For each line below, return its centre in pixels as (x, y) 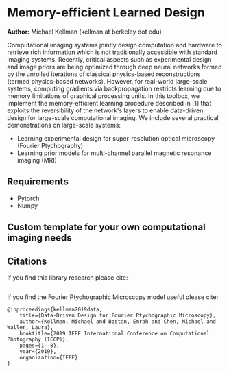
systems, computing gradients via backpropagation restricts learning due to (114, 88)
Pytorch (28, 198)
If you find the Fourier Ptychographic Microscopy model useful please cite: (113, 297)
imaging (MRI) (37, 160)
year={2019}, (38, 351)
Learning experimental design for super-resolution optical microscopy (116, 138)
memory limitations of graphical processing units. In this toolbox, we (104, 96)
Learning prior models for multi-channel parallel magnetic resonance (114, 153)
